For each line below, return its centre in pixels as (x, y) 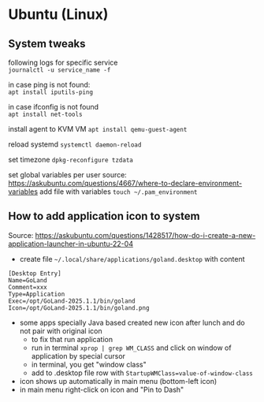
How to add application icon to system (104, 216)
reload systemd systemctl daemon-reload (75, 144)
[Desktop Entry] (35, 274)
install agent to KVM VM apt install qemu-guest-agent (98, 129)
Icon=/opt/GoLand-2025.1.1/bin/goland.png (79, 308)
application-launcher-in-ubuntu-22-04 (71, 244)
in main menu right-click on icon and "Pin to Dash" (102, 389)
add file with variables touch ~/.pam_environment (119, 192)
